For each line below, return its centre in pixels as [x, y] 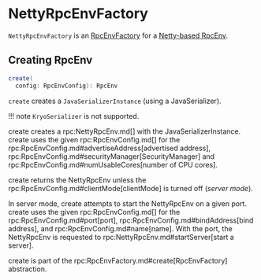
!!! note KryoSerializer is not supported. [74, 116]
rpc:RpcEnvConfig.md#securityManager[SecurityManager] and [112, 156]
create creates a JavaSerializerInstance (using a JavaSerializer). [115, 101]
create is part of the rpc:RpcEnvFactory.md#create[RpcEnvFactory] [118, 260]
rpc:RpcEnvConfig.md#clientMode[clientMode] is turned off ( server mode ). [131, 188]
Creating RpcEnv [50, 60]
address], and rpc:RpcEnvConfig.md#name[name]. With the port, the [120, 228]
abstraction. [28, 269]
